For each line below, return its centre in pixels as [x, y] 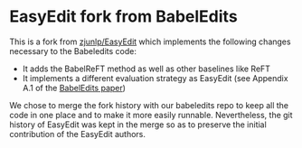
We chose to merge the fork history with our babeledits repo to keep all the [149, 105]
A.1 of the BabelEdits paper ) [74, 88]
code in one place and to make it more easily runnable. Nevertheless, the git [151, 115]
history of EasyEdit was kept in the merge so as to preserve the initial [138, 125]
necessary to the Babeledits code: [73, 51]
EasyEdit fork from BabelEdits [123, 17]
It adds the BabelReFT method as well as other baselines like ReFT [146, 69]
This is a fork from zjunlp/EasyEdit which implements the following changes [150, 42]
